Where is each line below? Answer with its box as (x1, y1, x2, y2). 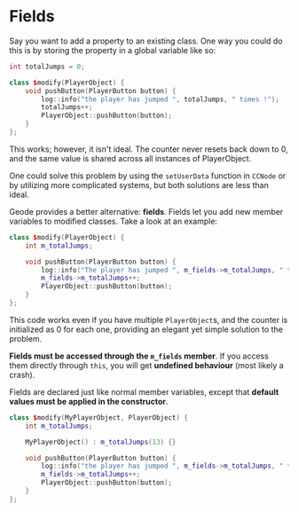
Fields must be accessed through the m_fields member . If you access (9, 351, 269, 361)
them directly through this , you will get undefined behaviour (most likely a (9, 359, 284, 370)
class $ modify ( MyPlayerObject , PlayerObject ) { (9, 413, 189, 422)
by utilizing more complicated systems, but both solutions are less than (9, 179, 269, 190)
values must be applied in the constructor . (9, 396, 169, 406)
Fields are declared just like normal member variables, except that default (9, 386, 279, 397)
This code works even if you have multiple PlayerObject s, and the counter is (9, 314, 288, 325)
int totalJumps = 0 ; (9, 62, 86, 71)
